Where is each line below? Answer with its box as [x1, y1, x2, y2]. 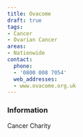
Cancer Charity [7, 121, 51, 130]
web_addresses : [13, 75, 58, 83]
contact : [7, 56, 33, 63]
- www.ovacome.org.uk [13, 82, 77, 89]
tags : [7, 23, 23, 30]
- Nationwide [7, 50, 45, 57]
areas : [7, 43, 27, 50]
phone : [13, 63, 33, 70]
